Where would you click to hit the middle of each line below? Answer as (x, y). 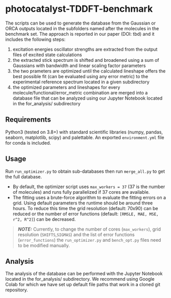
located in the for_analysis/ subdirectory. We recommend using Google (80, 279)
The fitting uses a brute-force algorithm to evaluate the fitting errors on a (89, 197)
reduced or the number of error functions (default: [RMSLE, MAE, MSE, (86, 214)
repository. (17, 290)
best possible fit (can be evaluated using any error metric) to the (80, 76)
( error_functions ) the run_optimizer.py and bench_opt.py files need (89, 240)
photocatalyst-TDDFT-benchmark (79, 9)
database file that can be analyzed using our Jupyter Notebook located (88, 98)
